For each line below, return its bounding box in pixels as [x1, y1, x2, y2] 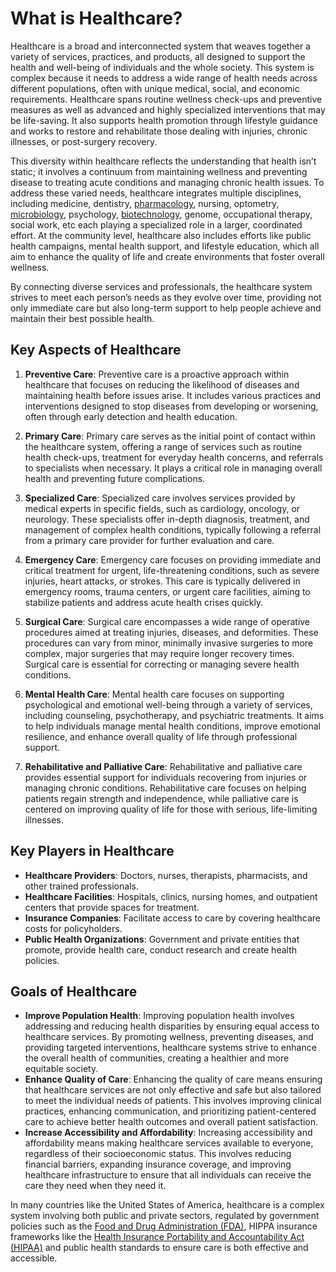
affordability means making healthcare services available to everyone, [24, 1137, 314, 1149]
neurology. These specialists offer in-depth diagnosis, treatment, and [24, 513, 310, 525]
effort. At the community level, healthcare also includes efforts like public [10, 229, 312, 241]
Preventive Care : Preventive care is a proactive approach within [24, 368, 290, 380]
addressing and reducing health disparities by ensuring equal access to [24, 1020, 320, 1032]
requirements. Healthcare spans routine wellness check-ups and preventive [10, 93, 323, 105]
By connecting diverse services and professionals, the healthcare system [10, 280, 313, 292]
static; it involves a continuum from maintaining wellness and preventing [10, 165, 308, 177]
